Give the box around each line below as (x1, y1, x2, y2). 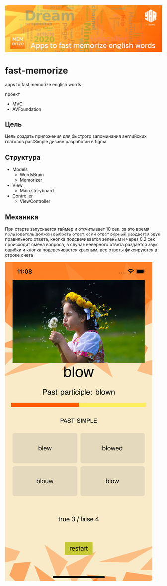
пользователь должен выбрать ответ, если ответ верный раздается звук (5, 231, 161, 237)
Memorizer (19, 177, 42, 183)
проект (5, 91, 20, 97)
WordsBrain (19, 172, 44, 178)
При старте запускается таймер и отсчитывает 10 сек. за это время (5, 226, 150, 232)
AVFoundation (12, 106, 41, 112)
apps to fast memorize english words (5, 81, 81, 87)
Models (12, 166, 28, 172)
